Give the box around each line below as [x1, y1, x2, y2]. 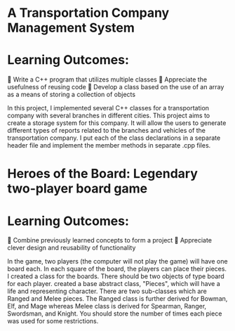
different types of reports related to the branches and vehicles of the [7, 126, 206, 135]
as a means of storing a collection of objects [7, 90, 135, 99]
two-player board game [7, 181, 148, 197]
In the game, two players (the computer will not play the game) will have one [7, 257, 228, 266]
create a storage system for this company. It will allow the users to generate [7, 119, 227, 127]
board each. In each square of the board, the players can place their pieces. [7, 265, 227, 273]
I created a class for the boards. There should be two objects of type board [7, 272, 224, 280]
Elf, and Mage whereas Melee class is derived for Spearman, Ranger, [7, 302, 207, 311]
